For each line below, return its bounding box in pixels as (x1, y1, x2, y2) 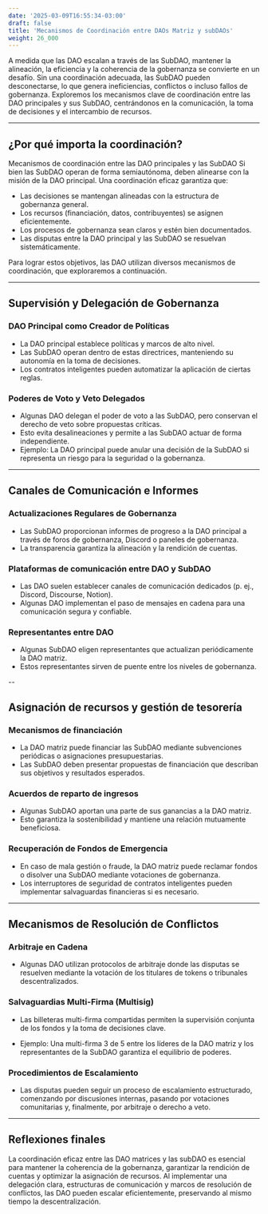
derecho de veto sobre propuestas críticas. (19, 420, 162, 429)
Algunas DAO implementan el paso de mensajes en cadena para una (19, 599, 246, 608)
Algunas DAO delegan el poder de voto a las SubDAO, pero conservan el (19, 411, 258, 420)
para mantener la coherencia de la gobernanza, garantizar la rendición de (8, 1162, 250, 1172)
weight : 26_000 (8, 34, 59, 42)
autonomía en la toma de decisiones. (19, 356, 141, 365)
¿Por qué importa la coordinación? (8, 137, 183, 151)
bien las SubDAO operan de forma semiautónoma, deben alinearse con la (8, 167, 250, 177)
